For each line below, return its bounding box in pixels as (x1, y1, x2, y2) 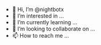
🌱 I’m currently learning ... (12, 19, 78, 26)
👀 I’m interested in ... (12, 12, 64, 19)
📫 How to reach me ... (12, 32, 69, 39)
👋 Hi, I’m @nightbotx (12, 6, 64, 13)
